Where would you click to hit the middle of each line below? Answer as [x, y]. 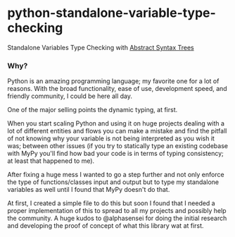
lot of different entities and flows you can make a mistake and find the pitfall [117, 131]
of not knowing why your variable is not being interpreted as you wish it [111, 138]
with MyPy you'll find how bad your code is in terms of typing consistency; [115, 154]
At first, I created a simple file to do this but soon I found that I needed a [112, 203]
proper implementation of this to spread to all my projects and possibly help [117, 211]
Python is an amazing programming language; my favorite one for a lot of [113, 81]
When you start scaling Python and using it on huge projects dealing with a [116, 123]
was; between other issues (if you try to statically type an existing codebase [118, 146]
